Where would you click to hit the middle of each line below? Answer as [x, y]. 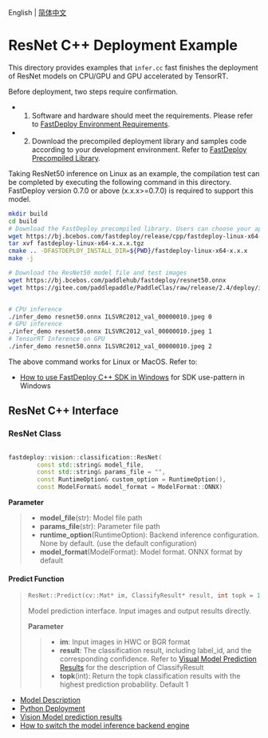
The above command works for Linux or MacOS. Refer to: [103, 361]
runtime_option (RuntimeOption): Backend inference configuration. [149, 535]
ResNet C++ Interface [63, 411]
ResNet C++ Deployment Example [123, 45]
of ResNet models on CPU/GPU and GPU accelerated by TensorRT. [118, 76]
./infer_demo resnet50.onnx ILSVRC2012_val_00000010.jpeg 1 [110, 331]
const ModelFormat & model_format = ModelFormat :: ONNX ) [130, 487]
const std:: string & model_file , [91, 465]
